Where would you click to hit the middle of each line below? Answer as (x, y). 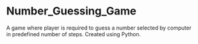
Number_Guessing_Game (71, 11)
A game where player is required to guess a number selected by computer (99, 28)
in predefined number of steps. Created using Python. (74, 34)
